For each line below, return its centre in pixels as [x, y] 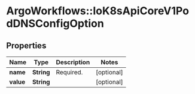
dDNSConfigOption [55, 23]
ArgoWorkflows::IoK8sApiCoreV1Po [98, 11]
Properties [26, 46]
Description [73, 62]
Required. [69, 72]
